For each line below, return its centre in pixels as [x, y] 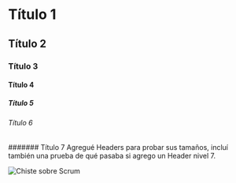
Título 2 [28, 44]
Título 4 [21, 85]
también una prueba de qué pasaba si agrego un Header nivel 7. [112, 155]
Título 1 [32, 15]
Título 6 [20, 123]
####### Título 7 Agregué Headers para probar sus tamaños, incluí [118, 147]
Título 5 [21, 103]
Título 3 [23, 66]
